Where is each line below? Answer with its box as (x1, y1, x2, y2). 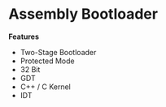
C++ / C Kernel (20, 82, 71, 92)
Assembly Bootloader (8, 5, 159, 24)
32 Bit (20, 64, 41, 74)
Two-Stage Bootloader (20, 47, 97, 57)
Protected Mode (20, 56, 75, 66)
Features (8, 32, 39, 41)
